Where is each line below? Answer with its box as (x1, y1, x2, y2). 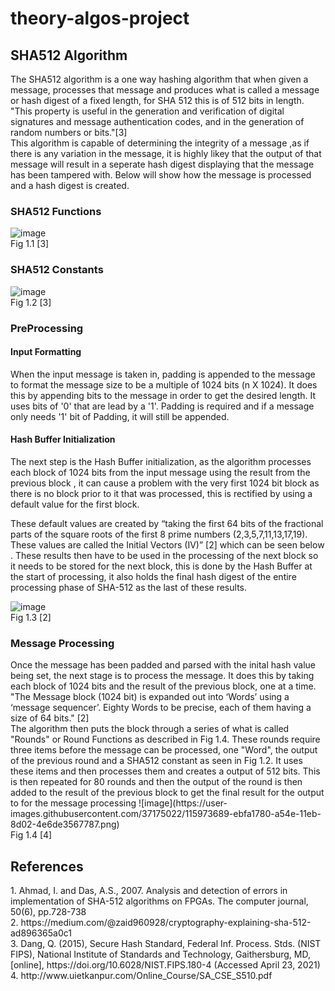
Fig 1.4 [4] (10, 829, 53, 841)
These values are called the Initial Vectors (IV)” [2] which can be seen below (10, 538, 325, 551)
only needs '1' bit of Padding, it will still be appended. (10, 410, 230, 422)
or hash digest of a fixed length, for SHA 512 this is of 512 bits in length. (10, 95, 305, 106)
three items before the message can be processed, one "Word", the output (10, 744, 318, 756)
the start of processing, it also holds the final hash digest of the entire (10, 570, 297, 582)
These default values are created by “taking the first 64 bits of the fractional (10, 517, 324, 529)
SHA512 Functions (10, 204, 102, 218)
